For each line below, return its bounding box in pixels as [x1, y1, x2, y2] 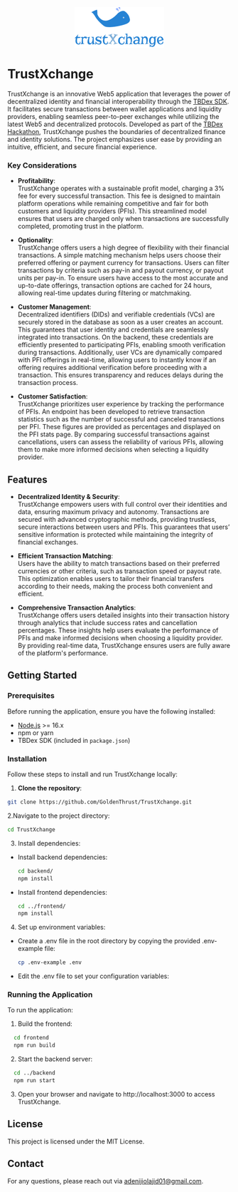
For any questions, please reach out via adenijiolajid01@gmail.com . [7, 1176, 204, 1185]
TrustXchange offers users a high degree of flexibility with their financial [17, 243, 229, 252]
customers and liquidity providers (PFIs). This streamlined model [17, 207, 207, 215]
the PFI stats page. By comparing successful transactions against [17, 430, 210, 438]
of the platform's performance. [17, 649, 109, 657]
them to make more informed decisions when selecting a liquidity [17, 446, 209, 454]
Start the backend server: [17, 1055, 93, 1064]
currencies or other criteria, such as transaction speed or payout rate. [17, 567, 222, 575]
